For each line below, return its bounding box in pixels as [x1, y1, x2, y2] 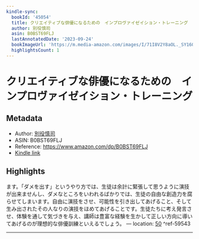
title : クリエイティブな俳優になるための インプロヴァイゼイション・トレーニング [11, 20, 188, 26]
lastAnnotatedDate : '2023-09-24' [11, 36, 94, 42]
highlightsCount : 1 [11, 47, 60, 53]
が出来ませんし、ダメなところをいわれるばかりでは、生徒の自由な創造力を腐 [6, 190, 192, 197]
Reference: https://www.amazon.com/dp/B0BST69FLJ [14, 143, 148, 150]
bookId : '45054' [11, 14, 52, 20]
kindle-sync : [6, 8, 38, 15]
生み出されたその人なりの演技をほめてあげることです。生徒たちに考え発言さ [6, 205, 192, 212]
